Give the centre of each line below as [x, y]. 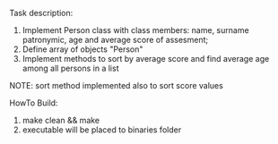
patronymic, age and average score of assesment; [115, 40]
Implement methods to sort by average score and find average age [146, 59]
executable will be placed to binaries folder [102, 130]
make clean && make [61, 120]
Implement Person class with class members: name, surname [135, 30]
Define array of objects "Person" [83, 49]
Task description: [41, 13]
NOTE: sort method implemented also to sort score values [117, 85]
